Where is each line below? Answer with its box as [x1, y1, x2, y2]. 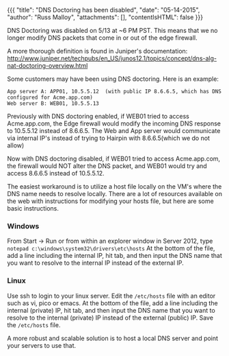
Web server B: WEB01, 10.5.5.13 [7, 100, 99, 107]
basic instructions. [7, 204, 59, 212]
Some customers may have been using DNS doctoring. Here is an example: [7, 75, 219, 83]
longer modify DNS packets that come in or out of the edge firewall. [7, 34, 198, 42]
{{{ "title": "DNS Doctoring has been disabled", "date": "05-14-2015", [7, 6, 200, 14]
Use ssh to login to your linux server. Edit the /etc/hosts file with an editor [7, 292, 216, 300]
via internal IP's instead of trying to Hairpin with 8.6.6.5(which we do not [7, 134, 211, 142]
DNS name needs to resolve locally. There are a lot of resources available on [7, 190, 223, 198]
